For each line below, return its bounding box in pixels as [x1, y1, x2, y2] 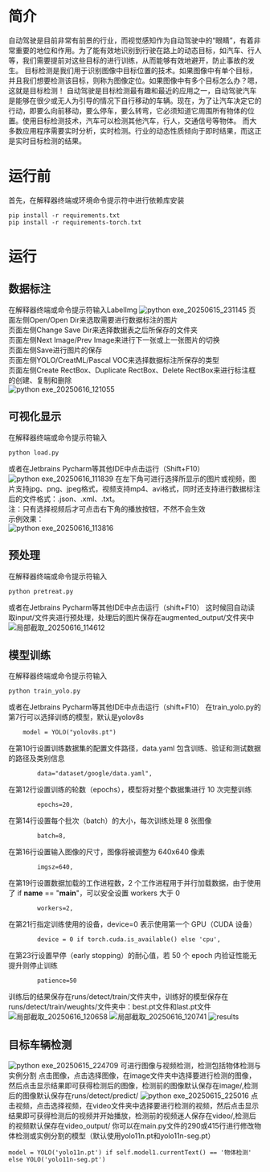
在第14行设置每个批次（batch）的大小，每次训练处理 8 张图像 [8, 816, 212, 825]
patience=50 [37, 977, 78, 985]
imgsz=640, [37, 863, 74, 871]
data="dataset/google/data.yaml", [37, 770, 153, 778]
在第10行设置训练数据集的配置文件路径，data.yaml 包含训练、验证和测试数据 [8, 743, 261, 753]
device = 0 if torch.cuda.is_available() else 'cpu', [37, 936, 221, 944]
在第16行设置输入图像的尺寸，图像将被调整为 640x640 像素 [8, 847, 206, 857]
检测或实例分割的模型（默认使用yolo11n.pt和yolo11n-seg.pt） [14, 1131, 215, 1141]
